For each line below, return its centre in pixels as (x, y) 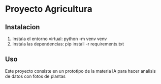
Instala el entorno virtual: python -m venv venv (60, 39)
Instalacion (23, 27)
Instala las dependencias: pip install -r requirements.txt (68, 44)
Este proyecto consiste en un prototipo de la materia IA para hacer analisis (80, 71)
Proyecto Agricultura (49, 9)
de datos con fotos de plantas (35, 76)
